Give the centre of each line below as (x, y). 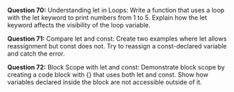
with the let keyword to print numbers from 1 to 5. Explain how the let (107, 18)
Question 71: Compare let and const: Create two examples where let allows (117, 39)
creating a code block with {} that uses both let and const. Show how (108, 74)
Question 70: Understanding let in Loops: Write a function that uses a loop (116, 10)
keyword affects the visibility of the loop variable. (79, 25)
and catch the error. (36, 53)
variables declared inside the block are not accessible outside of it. (105, 82)
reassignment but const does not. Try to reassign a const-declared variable (117, 46)
